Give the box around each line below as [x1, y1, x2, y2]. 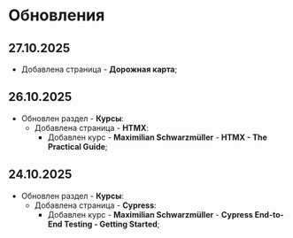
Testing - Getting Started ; [64, 219, 160, 229]
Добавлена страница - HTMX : [34, 122, 150, 133]
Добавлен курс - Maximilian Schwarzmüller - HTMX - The [47, 132, 267, 142]
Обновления [8, 5, 105, 26]
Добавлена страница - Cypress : [34, 200, 157, 211]
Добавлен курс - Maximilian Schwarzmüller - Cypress [47, 209, 253, 219]
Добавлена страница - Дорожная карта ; [20, 64, 178, 74]
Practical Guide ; [47, 141, 108, 151]
